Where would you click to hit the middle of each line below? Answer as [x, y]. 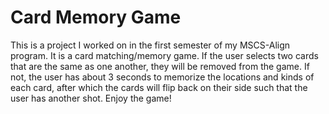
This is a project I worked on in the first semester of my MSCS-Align [150, 45]
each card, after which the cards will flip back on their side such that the [159, 87]
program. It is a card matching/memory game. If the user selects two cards [164, 55]
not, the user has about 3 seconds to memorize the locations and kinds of [162, 77]
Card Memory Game [96, 17]
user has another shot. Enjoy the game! [91, 98]
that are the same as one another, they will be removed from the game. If [160, 66]
